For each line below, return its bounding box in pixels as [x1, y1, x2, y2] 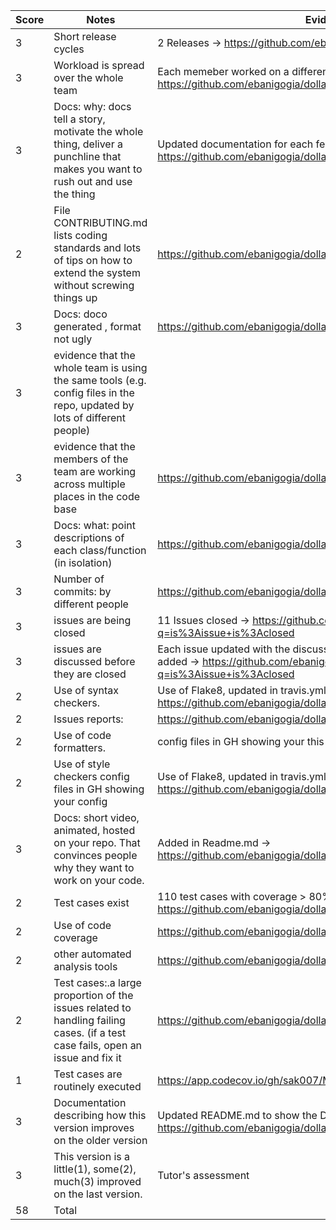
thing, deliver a [53, 137, 123, 151]
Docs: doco [53, 307, 108, 321]
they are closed [53, 667, 127, 681]
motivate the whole [53, 125, 144, 138]
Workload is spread [53, 59, 145, 72]
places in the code [53, 490, 141, 503]
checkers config [53, 770, 130, 783]
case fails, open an [53, 1039, 143, 1052]
